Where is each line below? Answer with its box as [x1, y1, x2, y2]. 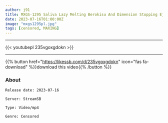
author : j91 [5, 7, 30, 12]
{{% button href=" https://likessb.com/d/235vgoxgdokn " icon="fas [5, 58, 142, 65]
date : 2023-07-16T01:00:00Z [5, 16, 64, 21]
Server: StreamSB [5, 96, 41, 101]
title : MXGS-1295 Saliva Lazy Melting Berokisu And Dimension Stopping [5, 12, 157, 17]
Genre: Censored [5, 114, 39, 119]
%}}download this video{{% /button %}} [28, 64, 112, 70]
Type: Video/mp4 [5, 105, 39, 110]
